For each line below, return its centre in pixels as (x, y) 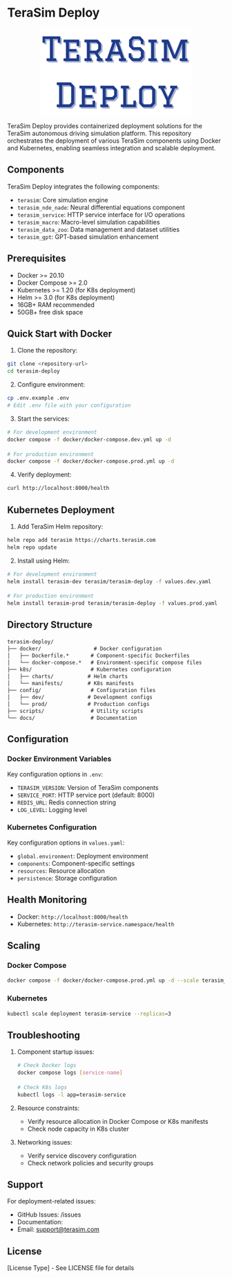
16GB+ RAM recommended (56, 305)
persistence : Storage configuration (67, 878)
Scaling (24, 946)
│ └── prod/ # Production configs (78, 704)
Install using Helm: (43, 561)
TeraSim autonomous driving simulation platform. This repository (99, 133)
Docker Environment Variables (59, 759)
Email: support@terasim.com (58, 1229)
